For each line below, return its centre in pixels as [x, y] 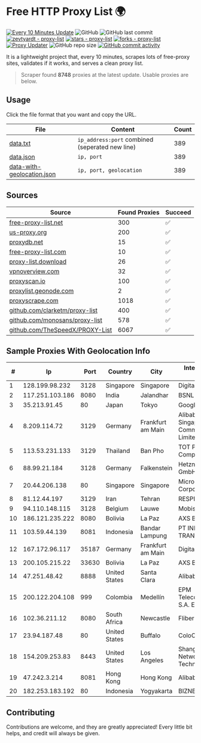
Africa [114, 622]
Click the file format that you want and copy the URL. [71, 114]
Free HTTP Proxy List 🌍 [66, 12]
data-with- [25, 166]
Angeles [152, 660]
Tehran [150, 499]
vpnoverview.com [34, 271]
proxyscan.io [28, 281]
